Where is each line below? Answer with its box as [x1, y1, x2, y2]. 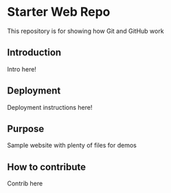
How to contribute [7, 161, 87, 172]
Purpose [7, 123, 45, 135]
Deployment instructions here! [7, 103, 93, 111]
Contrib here [7, 179, 43, 188]
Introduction [7, 47, 62, 58]
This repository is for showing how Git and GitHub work [7, 27, 164, 35]
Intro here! [7, 65, 36, 73]
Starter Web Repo [7, 4, 111, 20]
